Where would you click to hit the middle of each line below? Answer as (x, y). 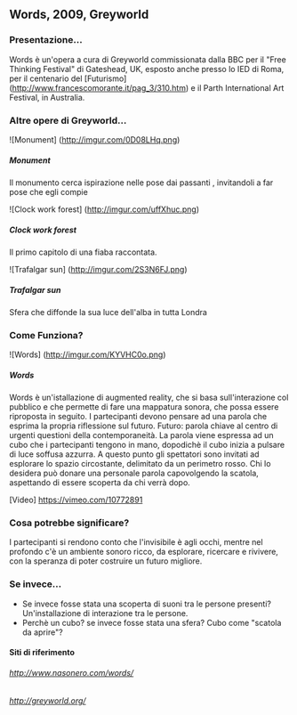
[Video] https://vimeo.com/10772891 (76, 500)
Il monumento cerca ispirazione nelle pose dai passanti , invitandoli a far (141, 183)
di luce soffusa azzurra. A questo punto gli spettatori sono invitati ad (134, 454)
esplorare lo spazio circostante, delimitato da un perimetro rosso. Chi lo (140, 464)
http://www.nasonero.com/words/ (72, 672)
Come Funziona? (46, 335)
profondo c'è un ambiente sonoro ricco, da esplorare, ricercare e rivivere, (144, 552)
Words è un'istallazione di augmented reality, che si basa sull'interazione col (149, 398)
